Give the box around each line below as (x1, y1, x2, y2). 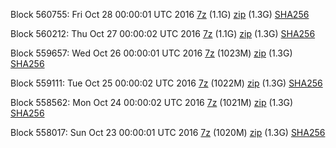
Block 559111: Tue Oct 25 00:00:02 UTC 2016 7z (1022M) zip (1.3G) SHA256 (10, 77, 323, 89)
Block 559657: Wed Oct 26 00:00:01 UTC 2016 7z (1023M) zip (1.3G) (10, 47, 293, 59)
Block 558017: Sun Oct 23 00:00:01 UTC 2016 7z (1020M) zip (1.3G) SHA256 (10, 127, 326, 138)
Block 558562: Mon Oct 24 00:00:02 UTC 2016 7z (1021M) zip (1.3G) (10, 97, 294, 108)
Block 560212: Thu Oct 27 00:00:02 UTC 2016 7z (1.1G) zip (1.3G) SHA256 (10, 28, 316, 39)
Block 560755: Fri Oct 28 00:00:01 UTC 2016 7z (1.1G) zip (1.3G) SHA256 (10, 9, 310, 20)
